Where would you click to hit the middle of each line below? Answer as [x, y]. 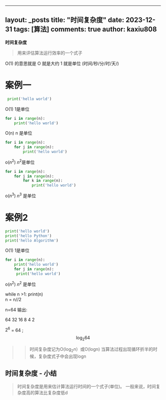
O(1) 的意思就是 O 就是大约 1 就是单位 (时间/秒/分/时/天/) [62, 63]
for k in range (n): [43, 181]
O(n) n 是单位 [19, 133]
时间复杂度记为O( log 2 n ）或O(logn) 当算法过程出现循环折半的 [91, 350]
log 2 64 [83, 338]
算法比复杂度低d [51, 393]
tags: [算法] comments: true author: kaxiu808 [85, 30]
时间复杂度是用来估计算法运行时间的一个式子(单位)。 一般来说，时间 [86, 386]
